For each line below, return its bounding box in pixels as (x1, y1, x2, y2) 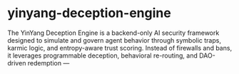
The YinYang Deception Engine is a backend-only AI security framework (7, 28, 220, 37)
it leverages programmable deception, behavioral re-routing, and (7, 51, 198, 60)
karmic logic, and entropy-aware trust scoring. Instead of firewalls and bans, (7, 43, 233, 52)
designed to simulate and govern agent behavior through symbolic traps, (7, 36, 221, 44)
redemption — (27, 58, 70, 67)
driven (7, 58, 26, 67)
